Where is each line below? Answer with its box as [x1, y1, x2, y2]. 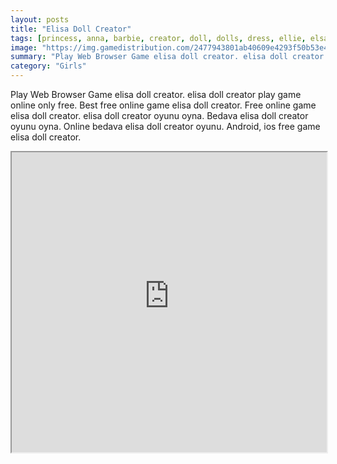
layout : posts [10, 14, 70, 25]
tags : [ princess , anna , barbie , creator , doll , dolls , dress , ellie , [10, 33, 307, 43]
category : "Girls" [10, 61, 87, 71]
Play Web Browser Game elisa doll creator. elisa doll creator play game [10, 89, 302, 100]
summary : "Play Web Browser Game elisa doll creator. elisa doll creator [10, 52, 325, 62]
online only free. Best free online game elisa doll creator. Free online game [10, 99, 317, 111]
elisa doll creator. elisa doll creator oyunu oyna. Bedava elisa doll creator [10, 110, 309, 121]
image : [10, 42, 38, 53]
